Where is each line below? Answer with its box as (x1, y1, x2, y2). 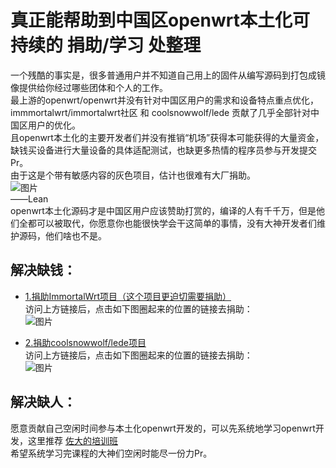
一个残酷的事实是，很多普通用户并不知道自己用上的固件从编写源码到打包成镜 (10, 69, 326, 81)
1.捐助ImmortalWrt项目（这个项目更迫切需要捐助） (24, 290, 232, 302)
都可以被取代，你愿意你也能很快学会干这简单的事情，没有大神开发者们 (27, 217, 317, 229)
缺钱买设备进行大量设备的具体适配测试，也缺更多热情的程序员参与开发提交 (10, 144, 317, 156)
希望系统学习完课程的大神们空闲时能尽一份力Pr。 (10, 447, 213, 459)
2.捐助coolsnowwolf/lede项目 (24, 336, 147, 348)
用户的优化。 (27, 119, 81, 131)
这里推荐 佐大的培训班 (27, 434, 118, 446)
